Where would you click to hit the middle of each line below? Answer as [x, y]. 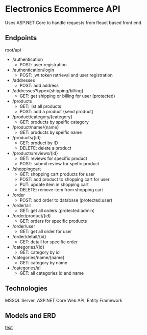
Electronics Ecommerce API [63, 9]
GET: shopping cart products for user [57, 174]
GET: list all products [40, 106]
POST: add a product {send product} [57, 111]
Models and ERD [31, 316]
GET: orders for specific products [53, 221]
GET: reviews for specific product [53, 158]
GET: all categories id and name [52, 273]
